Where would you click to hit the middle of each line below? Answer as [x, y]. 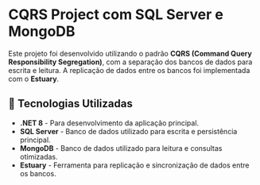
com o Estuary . [34, 79]
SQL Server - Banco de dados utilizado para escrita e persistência [128, 131]
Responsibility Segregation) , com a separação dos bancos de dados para [130, 62]
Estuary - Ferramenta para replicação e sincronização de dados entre [134, 165]
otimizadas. [39, 156]
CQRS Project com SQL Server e [116, 15]
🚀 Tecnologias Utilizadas [70, 104]
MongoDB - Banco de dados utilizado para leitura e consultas [121, 148]
